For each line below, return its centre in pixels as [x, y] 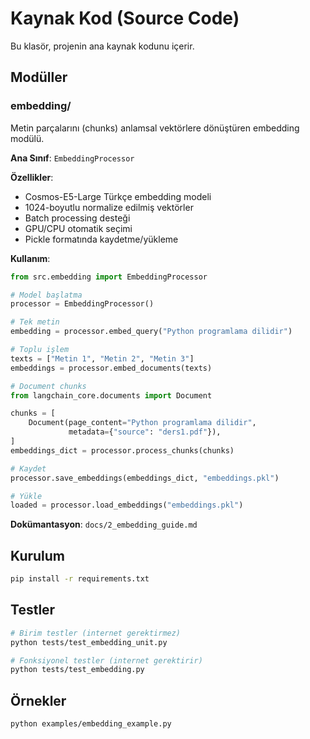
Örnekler [38, 700]
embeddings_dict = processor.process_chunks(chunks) [122, 450]
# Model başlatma [46, 295]
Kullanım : [30, 258]
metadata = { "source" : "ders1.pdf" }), [145, 432]
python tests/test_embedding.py [77, 670]
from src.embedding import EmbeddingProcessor [109, 277]
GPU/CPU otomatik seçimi [78, 228]
